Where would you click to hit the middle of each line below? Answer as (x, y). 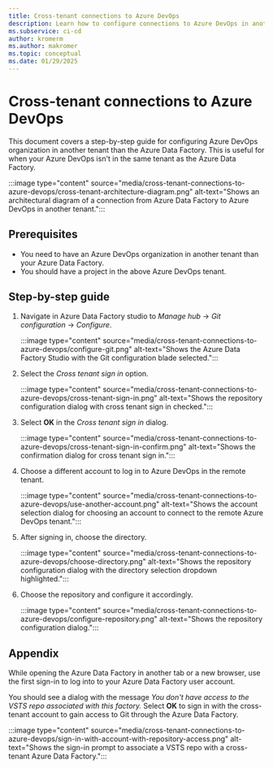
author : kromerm (36, 39)
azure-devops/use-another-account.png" (90, 504)
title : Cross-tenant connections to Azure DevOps (94, 16)
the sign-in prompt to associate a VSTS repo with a (139, 748)
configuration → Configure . (66, 325)
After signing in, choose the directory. (83, 537)
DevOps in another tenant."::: (57, 209)
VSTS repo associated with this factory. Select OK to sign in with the (123, 706)
